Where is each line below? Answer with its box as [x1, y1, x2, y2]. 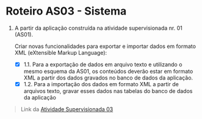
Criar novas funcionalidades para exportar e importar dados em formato [14, 42, 197, 50]
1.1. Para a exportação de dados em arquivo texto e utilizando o [23, 61, 182, 68]
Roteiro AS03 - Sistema [5, 4, 127, 18]
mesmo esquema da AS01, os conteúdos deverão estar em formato [23, 68, 193, 75]
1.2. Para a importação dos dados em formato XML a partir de [23, 81, 179, 87]
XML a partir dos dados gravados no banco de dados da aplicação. [23, 74, 193, 81]
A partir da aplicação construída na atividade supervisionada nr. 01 [14, 24, 182, 32]
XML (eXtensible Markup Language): [14, 49, 107, 56]
